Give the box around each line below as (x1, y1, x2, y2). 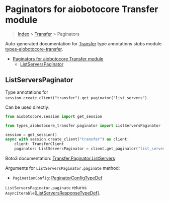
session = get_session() (5, 132, 57, 137)
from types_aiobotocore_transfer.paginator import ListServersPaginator (5, 123, 161, 128)
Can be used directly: (5, 104, 50, 110)
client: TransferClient (14, 142, 64, 147)
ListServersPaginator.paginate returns (5, 185, 87, 190)
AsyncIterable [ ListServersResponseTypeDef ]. (5, 190, 101, 196)
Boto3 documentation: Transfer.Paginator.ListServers (5, 155, 115, 161)
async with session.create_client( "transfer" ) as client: (5, 137, 129, 142)
